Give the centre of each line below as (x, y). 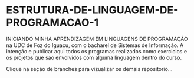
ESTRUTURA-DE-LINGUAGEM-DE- (92, 10)
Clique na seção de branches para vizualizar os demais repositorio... (89, 69)
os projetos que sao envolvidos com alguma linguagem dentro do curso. (94, 57)
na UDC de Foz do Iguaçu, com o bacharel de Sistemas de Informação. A (95, 45)
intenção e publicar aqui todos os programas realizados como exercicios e (97, 51)
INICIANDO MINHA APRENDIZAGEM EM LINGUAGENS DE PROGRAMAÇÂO (97, 39)
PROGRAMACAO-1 (52, 23)
